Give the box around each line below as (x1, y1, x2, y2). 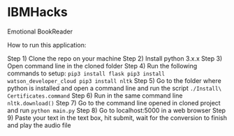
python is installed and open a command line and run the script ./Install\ (7, 84, 222, 92)
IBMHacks (7, 4, 68, 20)
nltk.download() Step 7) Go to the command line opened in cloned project (7, 98, 221, 107)
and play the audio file (7, 121, 71, 129)
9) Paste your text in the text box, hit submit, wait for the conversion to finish (7, 113, 227, 122)
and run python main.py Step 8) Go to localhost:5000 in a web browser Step (7, 106, 226, 114)
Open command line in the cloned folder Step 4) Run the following (7, 61, 198, 70)
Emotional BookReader (7, 27, 73, 36)
